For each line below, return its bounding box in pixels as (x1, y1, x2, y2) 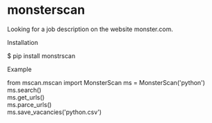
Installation (7, 38, 39, 46)
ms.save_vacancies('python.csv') (7, 108, 102, 116)
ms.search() (7, 86, 41, 94)
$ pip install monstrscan (7, 51, 76, 60)
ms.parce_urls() (7, 100, 52, 108)
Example (7, 65, 32, 73)
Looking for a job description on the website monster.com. (7, 25, 173, 33)
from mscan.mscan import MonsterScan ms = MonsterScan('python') (7, 78, 206, 86)
